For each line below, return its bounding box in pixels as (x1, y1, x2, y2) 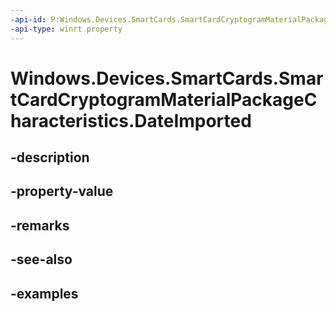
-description (10, 149, 90, 166)
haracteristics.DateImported (10, 109, 252, 132)
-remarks (10, 217, 70, 234)
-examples (10, 285, 79, 302)
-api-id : (10, 14, 47, 25)
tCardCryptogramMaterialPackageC (10, 88, 318, 111)
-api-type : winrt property (10, 24, 123, 34)
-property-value (10, 183, 114, 200)
